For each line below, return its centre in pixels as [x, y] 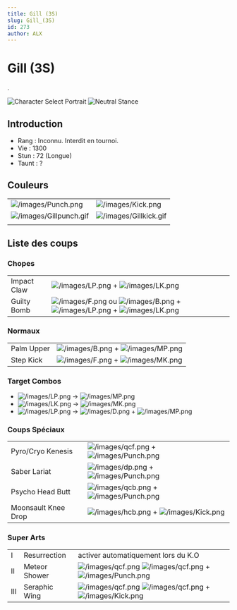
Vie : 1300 [32, 148]
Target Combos [34, 381]
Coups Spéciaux [36, 429]
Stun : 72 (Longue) [45, 155]
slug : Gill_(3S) [31, 20]
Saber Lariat [31, 472]
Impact [22, 281]
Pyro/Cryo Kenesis [42, 451]
